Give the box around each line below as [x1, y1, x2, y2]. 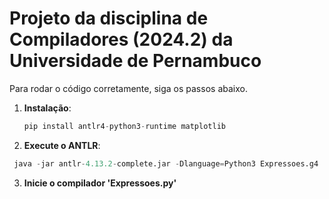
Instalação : [23, 102, 72, 114]
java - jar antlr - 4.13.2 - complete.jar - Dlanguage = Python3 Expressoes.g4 [13, 158, 319, 169]
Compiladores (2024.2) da [9, 28, 234, 51]
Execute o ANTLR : [23, 139, 101, 151]
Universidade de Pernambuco [9, 50, 262, 72]
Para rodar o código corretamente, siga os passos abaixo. [9, 82, 248, 94]
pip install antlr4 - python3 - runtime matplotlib [23, 121, 226, 131]
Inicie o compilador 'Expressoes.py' [23, 177, 177, 189]
